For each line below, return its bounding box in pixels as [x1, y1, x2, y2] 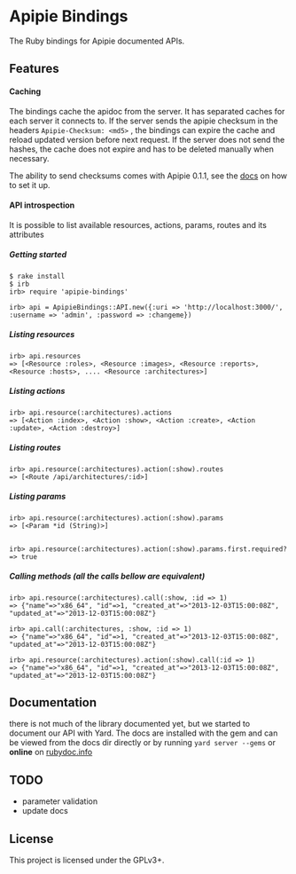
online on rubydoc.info [9, 747, 93, 758]
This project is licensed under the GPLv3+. [9, 854, 165, 865]
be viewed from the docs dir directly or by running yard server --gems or [9, 737, 277, 748]
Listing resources [9, 329, 75, 340]
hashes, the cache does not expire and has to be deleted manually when [9, 144, 275, 154]
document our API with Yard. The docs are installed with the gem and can [9, 728, 278, 738]
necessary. [9, 153, 51, 163]
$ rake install [9, 272, 66, 280]
